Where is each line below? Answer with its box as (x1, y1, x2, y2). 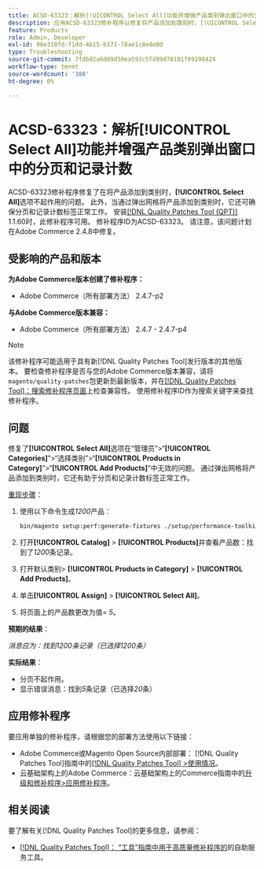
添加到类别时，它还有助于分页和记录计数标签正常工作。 (14, 473, 194, 483)
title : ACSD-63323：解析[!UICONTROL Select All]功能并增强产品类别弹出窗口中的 (8, 11, 255, 20)
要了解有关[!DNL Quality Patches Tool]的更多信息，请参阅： (8, 826, 202, 835)
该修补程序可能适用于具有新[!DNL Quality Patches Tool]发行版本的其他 (8, 357, 236, 366)
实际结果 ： (8, 657, 43, 667)
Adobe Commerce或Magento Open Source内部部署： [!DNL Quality (19, 749, 239, 758)
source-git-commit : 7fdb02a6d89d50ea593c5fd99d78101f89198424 (8, 56, 216, 64)
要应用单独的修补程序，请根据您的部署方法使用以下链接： (8, 731, 194, 741)
